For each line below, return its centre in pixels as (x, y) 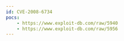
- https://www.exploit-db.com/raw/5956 (67, 29)
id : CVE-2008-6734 (29, 12)
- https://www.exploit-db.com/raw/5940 (67, 23)
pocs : (13, 17)
